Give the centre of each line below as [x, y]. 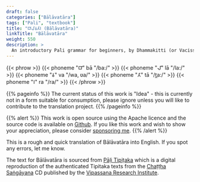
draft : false [22, 12]
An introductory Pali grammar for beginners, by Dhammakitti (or [94, 51]
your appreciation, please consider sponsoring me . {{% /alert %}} [87, 130]
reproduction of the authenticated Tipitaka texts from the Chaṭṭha [86, 166]
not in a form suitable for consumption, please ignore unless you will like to [98, 100]
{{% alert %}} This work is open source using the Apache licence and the [96, 118]
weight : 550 [21, 39]
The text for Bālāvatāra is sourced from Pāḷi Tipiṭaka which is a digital [91, 160]
